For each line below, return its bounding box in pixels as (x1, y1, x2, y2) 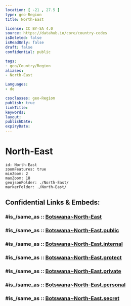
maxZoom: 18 (5, 176, 30, 181)
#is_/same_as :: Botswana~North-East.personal (5, 281, 126, 288)
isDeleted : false (5, 35, 42, 40)
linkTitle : (5, 105, 28, 110)
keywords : (5, 110, 26, 115)
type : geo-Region (5, 12, 42, 17)
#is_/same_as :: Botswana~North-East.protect (5, 254, 122, 261)
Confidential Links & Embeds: (5, 198, 100, 207)
